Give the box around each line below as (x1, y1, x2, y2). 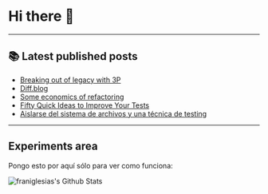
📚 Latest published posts (8, 49, 138, 63)
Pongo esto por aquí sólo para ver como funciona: (8, 160, 173, 170)
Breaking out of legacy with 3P (19, 75, 121, 85)
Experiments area (8, 140, 98, 153)
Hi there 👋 (8, 7, 74, 26)
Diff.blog (19, 83, 49, 93)
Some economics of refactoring (19, 92, 124, 101)
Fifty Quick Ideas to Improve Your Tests (19, 100, 150, 110)
